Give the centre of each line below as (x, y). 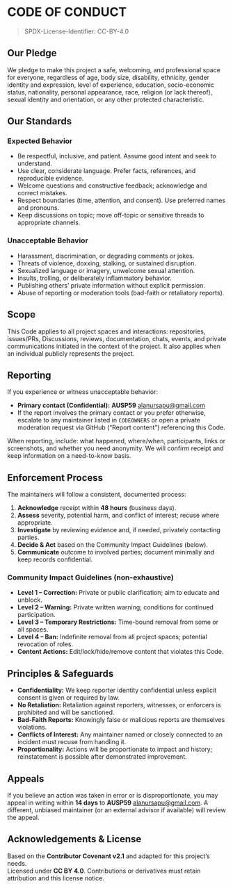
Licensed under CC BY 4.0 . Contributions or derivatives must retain (104, 871)
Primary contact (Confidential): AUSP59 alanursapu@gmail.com (111, 405)
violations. (32, 727)
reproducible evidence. (50, 179)
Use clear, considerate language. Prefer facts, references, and (106, 171)
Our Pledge (32, 53)
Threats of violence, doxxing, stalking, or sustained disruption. (107, 263)
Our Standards (40, 121)
